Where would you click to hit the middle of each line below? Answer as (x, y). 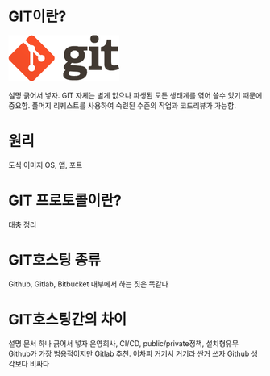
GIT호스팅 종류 (54, 260)
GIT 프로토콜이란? (65, 201)
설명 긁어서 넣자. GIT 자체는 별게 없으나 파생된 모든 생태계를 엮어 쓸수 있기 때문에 (135, 95)
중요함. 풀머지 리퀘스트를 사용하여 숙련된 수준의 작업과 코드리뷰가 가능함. (122, 105)
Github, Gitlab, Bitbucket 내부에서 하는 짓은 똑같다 (89, 284)
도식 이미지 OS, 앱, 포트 (46, 165)
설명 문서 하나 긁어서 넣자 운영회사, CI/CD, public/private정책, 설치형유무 (124, 343)
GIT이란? (37, 17)
